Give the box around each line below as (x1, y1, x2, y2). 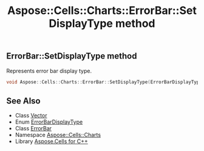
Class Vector (15, 112, 47, 119)
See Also (6, 96, 41, 106)
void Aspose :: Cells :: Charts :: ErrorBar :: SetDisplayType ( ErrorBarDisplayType (6, 79, 202, 85)
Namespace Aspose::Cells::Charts (15, 132, 101, 139)
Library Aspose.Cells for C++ (15, 138, 88, 145)
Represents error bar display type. (6, 67, 92, 74)
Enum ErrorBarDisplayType (15, 118, 83, 125)
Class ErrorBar (15, 125, 52, 132)
